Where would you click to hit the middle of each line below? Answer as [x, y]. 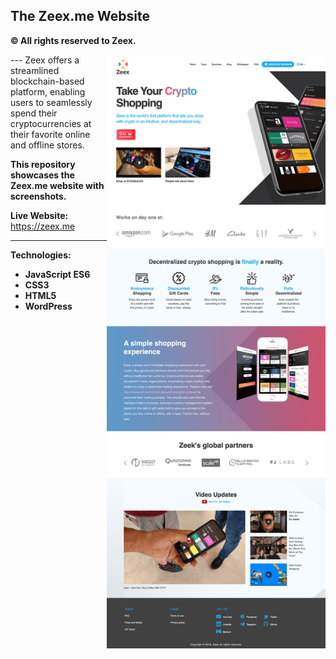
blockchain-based [47, 81]
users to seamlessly [51, 102]
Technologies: [41, 255]
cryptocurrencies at [51, 123]
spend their [34, 113]
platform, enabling [48, 91]
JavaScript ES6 [57, 274]
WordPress [48, 306]
